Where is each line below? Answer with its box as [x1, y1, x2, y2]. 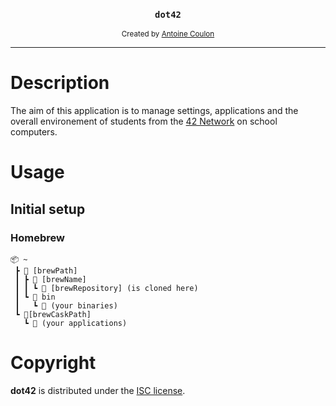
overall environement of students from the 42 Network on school [10, 115, 278, 128]
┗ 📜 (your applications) [23, 319, 128, 329]
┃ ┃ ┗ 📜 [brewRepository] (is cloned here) [14, 284, 199, 294]
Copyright [10, 352, 97, 374]
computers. [10, 126, 58, 138]
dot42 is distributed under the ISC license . [10, 385, 186, 397]
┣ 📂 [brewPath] [14, 266, 78, 276]
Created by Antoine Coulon [121, 29, 215, 39]
